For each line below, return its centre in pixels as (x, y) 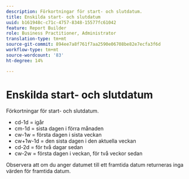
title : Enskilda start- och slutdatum (53, 17)
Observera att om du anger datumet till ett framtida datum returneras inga (95, 165)
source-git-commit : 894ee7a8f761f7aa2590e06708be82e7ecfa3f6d (83, 45)
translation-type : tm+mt (36, 39)
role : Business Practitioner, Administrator (61, 33)
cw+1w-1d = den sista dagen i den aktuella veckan (75, 141)
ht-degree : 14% (25, 60)
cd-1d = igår (29, 122)
